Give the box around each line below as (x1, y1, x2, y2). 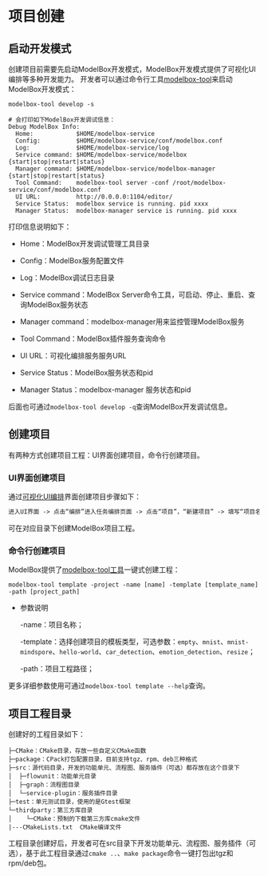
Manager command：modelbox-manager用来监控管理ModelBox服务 (19, 317, 245, 326)
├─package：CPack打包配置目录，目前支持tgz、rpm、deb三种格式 (8, 755, 198, 764)
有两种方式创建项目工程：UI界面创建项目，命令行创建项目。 (8, 450, 205, 460)
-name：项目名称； (19, 620, 84, 630)
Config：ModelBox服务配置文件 (19, 256, 124, 265)
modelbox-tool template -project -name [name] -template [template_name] (8, 581, 259, 589)
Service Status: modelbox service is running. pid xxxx (15, 200, 209, 208)
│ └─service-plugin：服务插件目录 (8, 790, 118, 798)
